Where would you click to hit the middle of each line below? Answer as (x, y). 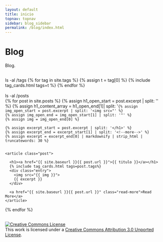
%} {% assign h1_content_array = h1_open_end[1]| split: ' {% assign (71, 106)
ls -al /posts (17, 96)
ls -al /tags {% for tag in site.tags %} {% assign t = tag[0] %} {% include (78, 80)
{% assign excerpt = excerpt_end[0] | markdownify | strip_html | (74, 137)
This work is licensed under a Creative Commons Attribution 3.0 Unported (80, 230)
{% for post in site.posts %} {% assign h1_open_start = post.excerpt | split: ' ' (82, 101)
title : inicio (20, 14)
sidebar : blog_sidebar (28, 23)
